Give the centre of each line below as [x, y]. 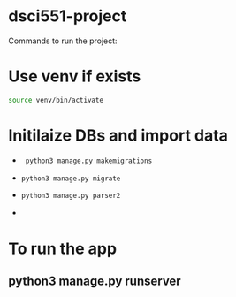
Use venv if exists [75, 76]
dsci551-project [68, 16]
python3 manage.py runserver [95, 281]
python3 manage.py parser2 [71, 196]
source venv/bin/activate [56, 100]
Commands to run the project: [63, 41]
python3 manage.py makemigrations [89, 161]
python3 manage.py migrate [71, 179]
